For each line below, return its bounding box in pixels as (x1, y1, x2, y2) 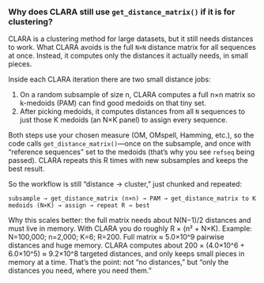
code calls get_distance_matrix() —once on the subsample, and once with (8, 139, 251, 149)
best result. (8, 164, 45, 174)
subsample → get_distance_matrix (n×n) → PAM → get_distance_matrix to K (8, 194, 257, 203)
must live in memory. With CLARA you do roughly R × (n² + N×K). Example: (8, 224, 253, 233)
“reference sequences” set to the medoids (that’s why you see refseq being (8, 147, 255, 157)
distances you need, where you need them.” (8, 266, 153, 275)
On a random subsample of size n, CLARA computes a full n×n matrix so (19, 90, 255, 100)
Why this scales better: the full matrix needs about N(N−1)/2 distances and (8, 216, 251, 225)
